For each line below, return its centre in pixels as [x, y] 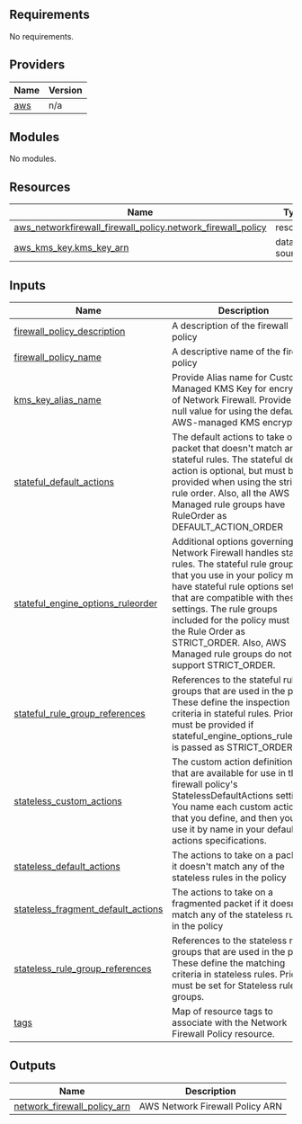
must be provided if [213, 725]
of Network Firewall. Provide [232, 400]
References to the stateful [226, 680]
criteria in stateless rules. [225, 975]
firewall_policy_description [70, 332]
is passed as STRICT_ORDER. [233, 747]
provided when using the [224, 482]
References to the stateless [230, 941]
